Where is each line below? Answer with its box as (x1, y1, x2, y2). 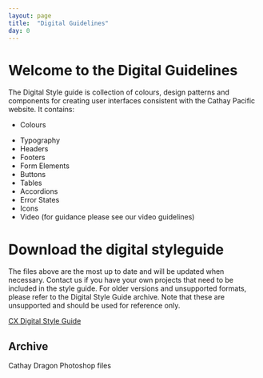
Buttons (19, 170, 46, 179)
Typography (19, 135, 61, 145)
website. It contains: (8, 105, 75, 115)
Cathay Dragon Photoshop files (8, 361, 112, 371)
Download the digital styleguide (8, 240, 225, 259)
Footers (19, 153, 46, 163)
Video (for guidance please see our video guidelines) (19, 212, 195, 222)
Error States (19, 195, 60, 205)
